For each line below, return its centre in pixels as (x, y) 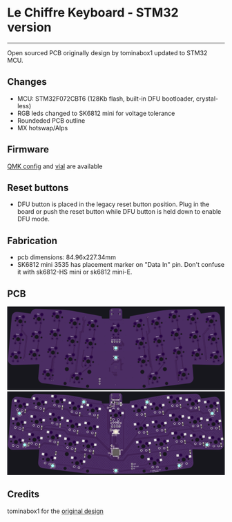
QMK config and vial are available (55, 166)
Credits (23, 494)
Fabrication (32, 240)
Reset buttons (38, 188)
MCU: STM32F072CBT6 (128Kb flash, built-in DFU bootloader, (106, 99)
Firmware (28, 150)
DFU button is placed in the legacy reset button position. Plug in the (113, 204)
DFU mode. (33, 219)
